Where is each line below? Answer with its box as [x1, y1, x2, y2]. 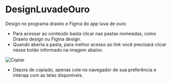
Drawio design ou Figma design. [12, 36, 81, 42]
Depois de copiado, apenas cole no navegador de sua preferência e [12, 67, 157, 73]
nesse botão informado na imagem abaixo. [12, 47, 104, 53]
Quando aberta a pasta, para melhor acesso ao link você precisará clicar [12, 41, 167, 47]
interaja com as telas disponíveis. [12, 72, 83, 78]
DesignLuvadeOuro [5, 4, 90, 15]
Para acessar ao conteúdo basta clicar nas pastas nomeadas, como [12, 30, 157, 36]
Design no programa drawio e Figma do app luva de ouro [5, 20, 126, 27]
